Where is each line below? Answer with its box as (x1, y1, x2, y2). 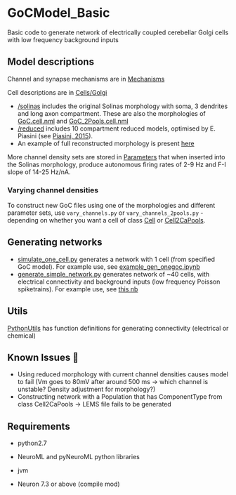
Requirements (7, 420, 70, 433)
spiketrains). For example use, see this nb (17, 284, 138, 293)
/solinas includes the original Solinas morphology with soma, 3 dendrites (17, 102, 228, 110)
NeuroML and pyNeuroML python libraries (17, 453, 140, 461)
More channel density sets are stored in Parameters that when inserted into (7, 152, 225, 161)
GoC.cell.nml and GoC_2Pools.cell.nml (17, 117, 129, 125)
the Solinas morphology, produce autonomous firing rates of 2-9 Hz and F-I (7, 160, 226, 169)
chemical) (7, 331, 37, 340)
